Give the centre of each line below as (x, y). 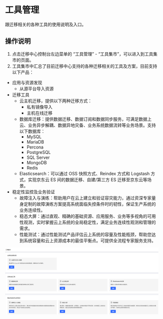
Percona (35, 147)
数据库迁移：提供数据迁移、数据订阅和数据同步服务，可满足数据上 (85, 119)
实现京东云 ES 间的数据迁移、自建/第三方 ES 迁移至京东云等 (88, 179)
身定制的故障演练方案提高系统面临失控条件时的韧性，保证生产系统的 (88, 204)
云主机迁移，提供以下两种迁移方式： (56, 101)
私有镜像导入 (39, 107)
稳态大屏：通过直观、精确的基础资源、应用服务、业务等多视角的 (83, 216)
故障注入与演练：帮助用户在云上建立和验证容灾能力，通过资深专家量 (88, 198)
